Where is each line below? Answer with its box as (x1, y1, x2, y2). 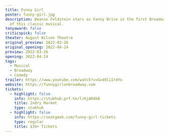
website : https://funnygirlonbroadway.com (5, 82, 96, 87)
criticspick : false (5, 31, 46, 36)
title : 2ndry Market (14, 101, 57, 106)
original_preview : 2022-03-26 (5, 40, 69, 45)
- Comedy (10, 73, 28, 78)
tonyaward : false (5, 26, 42, 31)
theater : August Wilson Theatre (5, 36, 73, 41)
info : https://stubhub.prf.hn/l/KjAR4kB (14, 96, 100, 101)
